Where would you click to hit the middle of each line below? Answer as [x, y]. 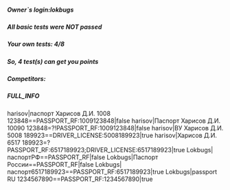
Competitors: [26, 79]
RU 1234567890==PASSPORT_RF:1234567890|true [80, 179]
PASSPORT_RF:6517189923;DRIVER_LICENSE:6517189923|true [96, 150]
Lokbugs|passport [192, 171]
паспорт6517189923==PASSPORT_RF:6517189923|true [86, 171]
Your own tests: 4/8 [36, 44]
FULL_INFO [23, 96]
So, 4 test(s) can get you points [53, 61]
